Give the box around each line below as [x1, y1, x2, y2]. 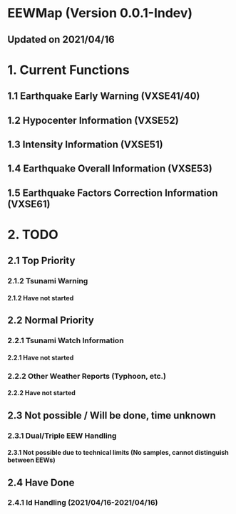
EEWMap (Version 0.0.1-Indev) [7, 5, 193, 21]
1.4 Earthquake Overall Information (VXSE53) [7, 162, 212, 175]
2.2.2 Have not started [7, 389, 76, 397]
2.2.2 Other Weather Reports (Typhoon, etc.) [7, 371, 166, 381]
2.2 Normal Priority [7, 315, 95, 327]
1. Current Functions [7, 62, 130, 78]
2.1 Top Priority [7, 255, 76, 267]
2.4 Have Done [7, 476, 75, 488]
